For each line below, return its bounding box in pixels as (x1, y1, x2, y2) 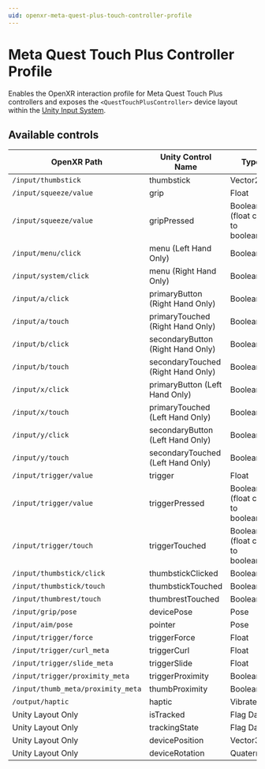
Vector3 (230, 735, 260, 746)
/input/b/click (12, 340, 69, 349)
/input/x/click (12, 385, 69, 394)
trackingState (148, 722, 200, 733)
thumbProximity (148, 684, 208, 695)
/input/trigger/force (12, 633, 93, 643)
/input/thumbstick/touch (12, 582, 106, 591)
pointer (148, 620, 176, 631)
